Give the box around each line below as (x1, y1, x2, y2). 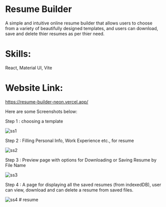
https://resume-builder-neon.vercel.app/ (5, 98, 89, 104)
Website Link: (5, 82, 63, 93)
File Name (5, 162, 26, 168)
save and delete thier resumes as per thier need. (5, 30, 105, 36)
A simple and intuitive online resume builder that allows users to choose (5, 20, 153, 26)
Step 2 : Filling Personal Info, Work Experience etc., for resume (5, 137, 134, 143)
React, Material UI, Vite (5, 64, 52, 70)
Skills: (5, 48, 31, 59)
